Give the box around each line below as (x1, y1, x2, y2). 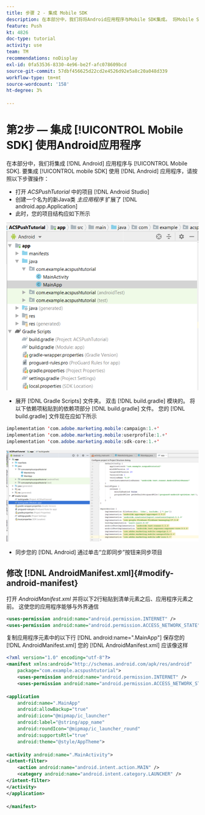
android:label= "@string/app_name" (17, 719, 105, 726)
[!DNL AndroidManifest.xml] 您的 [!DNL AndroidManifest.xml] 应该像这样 (6, 642, 188, 649)
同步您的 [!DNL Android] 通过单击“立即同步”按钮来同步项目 (15, 548, 163, 556)
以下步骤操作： (11, 175, 49, 182)
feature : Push (6, 23, 43, 29)
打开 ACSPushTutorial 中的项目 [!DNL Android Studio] (15, 188, 149, 195)
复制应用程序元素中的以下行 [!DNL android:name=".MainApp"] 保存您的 (6, 634, 185, 642)
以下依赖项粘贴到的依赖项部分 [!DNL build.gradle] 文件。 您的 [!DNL (15, 404, 185, 412)
